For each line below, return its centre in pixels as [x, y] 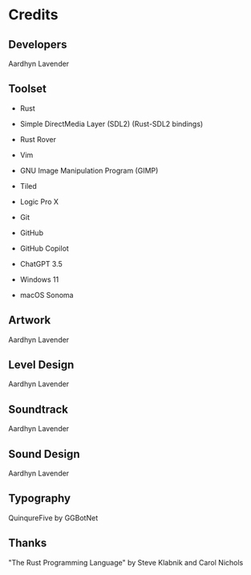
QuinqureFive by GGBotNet [53, 518]
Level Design [41, 365]
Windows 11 [39, 279]
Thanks [28, 543]
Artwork [30, 320]
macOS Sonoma [47, 295]
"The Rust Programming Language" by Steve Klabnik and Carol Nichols [126, 562]
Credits [33, 15]
